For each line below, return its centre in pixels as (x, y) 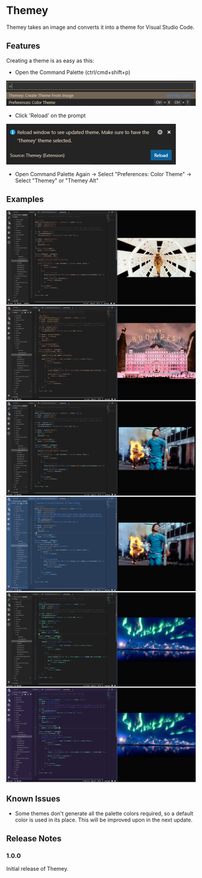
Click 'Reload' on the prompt (50, 115)
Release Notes (34, 839)
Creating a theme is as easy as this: (50, 60)
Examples (25, 199)
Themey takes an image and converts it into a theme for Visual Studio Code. (100, 27)
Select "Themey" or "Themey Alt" (57, 180)
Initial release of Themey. (38, 869)
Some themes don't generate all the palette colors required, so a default (104, 813)
